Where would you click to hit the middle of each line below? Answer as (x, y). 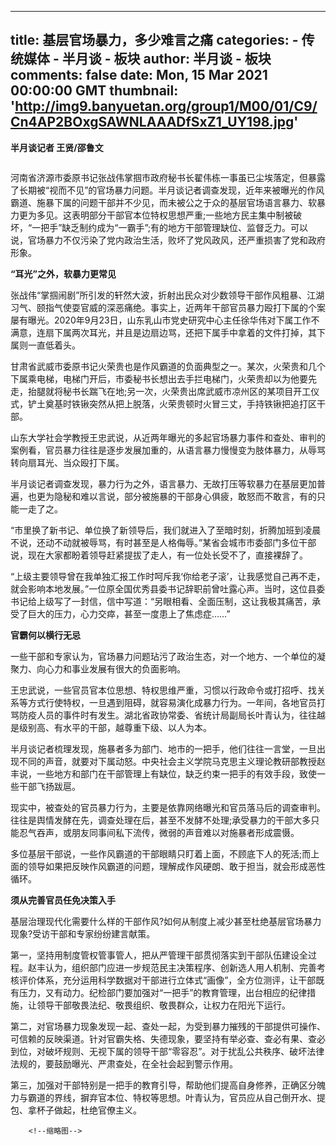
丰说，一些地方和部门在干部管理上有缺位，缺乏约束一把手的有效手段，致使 (163, 773)
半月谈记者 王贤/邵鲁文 (57, 147)
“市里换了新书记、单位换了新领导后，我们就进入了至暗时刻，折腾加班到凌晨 (166, 530)
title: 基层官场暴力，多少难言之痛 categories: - (154, 40)
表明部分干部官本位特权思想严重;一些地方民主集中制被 (182, 215)
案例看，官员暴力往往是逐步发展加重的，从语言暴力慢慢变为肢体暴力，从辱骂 (168, 450)
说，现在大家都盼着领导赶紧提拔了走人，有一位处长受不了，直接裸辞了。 (159, 555)
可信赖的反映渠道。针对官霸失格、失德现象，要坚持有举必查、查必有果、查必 (168, 1038)
